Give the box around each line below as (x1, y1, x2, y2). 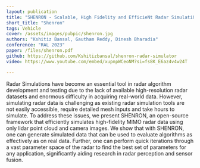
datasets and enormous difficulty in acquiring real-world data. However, (6, 93, 183, 100)
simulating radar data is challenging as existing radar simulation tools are (6, 99, 185, 106)
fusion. (6, 156, 23, 163)
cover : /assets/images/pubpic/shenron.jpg (6, 31, 113, 37)
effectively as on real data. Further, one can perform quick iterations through (6, 137, 194, 144)
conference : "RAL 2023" (6, 42, 65, 48)
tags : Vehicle (6, 25, 42, 32)
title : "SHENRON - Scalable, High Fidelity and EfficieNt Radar (6, 14, 169, 20)
